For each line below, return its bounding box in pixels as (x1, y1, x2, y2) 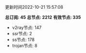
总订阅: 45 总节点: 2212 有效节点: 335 (5, 14, 81, 20)
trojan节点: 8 (12, 43, 37, 48)
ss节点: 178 (12, 37, 35, 42)
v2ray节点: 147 (12, 25, 42, 30)
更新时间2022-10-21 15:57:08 (5, 4, 63, 10)
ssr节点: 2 (12, 31, 33, 36)
